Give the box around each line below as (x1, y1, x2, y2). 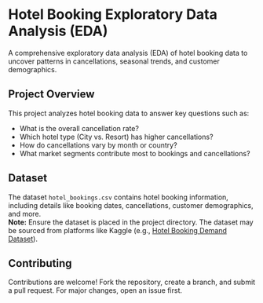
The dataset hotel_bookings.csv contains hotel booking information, (8, 192, 229, 202)
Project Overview (8, 88, 95, 101)
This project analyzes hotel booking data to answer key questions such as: (8, 108, 250, 118)
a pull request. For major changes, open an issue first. (8, 286, 183, 295)
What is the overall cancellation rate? (19, 123, 140, 133)
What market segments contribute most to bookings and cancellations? (19, 148, 250, 158)
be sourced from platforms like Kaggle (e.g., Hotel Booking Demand (8, 225, 228, 235)
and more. (8, 209, 42, 218)
